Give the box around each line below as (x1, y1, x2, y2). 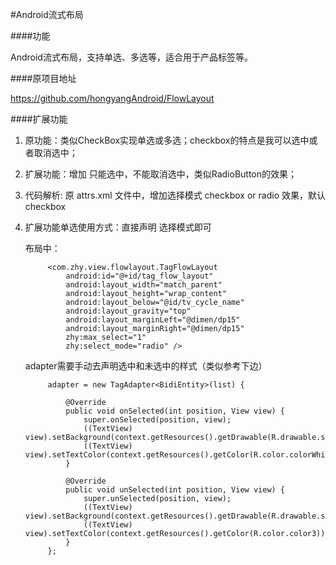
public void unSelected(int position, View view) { (65, 485, 286, 495)
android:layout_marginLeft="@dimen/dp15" (65, 315, 241, 325)
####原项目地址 (10, 73, 77, 84)
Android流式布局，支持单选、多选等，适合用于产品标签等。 (10, 51, 253, 63)
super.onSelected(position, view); (83, 415, 232, 425)
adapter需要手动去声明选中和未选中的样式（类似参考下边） (24, 360, 268, 372)
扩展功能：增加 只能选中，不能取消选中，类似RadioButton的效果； (24, 168, 298, 180)
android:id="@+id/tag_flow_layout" (65, 271, 214, 281)
